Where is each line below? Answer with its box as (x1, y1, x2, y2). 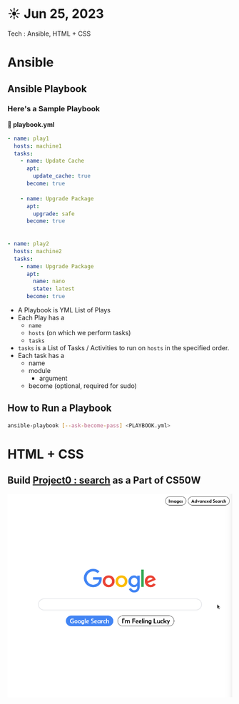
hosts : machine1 (14, 142, 62, 150)
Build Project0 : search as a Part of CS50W (7, 474, 201, 486)
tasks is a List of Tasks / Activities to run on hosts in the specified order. (17, 344, 230, 352)
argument (39, 374, 68, 383)
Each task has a (17, 352, 65, 360)
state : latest (33, 285, 75, 292)
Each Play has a (17, 313, 65, 322)
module (28, 367, 51, 375)
